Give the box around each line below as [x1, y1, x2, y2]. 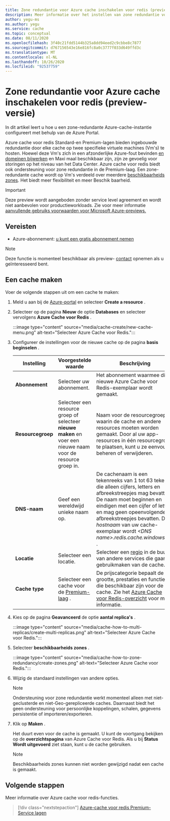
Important [5, 187, 26, 193]
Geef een [58, 496, 80, 503]
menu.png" [12, 329, 36, 335]
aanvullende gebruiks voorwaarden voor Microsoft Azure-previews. [5, 208, 146, 214]
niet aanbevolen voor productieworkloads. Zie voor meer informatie [5, 202, 146, 209]
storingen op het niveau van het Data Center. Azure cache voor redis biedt [5, 161, 160, 167]
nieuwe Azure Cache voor [96, 378, 158, 385]
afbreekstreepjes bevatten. [96, 515, 160, 522]
